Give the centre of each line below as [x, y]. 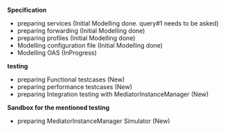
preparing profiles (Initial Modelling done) [76, 38]
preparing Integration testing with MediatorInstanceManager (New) [113, 94]
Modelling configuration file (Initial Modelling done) [90, 45]
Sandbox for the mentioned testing [58, 107]
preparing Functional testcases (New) [71, 79]
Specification [27, 10]
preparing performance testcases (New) [75, 87]
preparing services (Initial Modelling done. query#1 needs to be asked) [118, 23]
